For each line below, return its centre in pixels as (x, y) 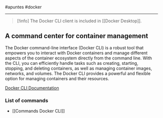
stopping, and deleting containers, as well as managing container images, (79, 68)
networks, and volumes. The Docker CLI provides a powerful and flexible (78, 73)
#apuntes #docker (24, 7)
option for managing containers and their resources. (57, 78)
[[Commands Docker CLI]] (38, 111)
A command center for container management (77, 36)
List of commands (27, 100)
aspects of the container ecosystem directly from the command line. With (79, 58)
